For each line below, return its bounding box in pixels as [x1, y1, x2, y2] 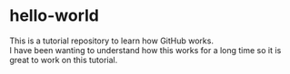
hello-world [9, 5, 100, 26]
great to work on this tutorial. [9, 54, 118, 65]
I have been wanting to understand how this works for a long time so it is [9, 44, 282, 55]
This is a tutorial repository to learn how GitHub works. [9, 35, 214, 46]
